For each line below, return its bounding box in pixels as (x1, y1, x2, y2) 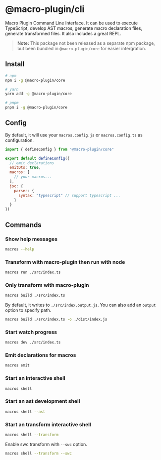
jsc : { (9, 183, 23, 189)
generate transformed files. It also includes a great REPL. (5, 30, 121, 36)
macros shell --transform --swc (5, 451, 72, 456)
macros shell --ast (5, 409, 46, 414)
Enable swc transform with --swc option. (5, 441, 88, 447)
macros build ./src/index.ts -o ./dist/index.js (5, 317, 107, 322)
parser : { (14, 188, 35, 193)
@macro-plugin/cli (5, 3, 85, 15)
